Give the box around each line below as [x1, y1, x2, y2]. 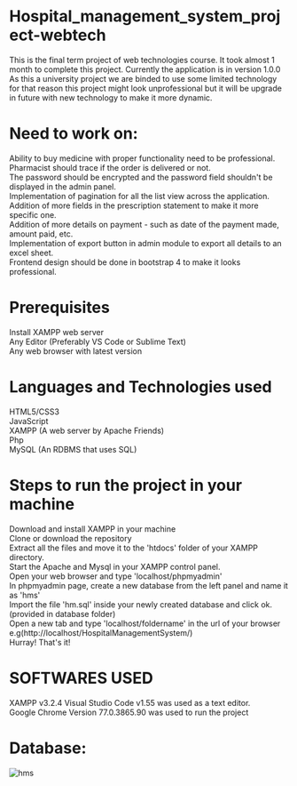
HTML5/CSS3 [9, 406, 60, 417]
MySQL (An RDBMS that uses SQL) [9, 444, 137, 454]
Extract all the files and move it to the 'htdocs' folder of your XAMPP [9, 542, 259, 553]
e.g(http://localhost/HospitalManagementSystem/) [9, 627, 193, 638]
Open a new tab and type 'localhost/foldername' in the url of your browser [9, 618, 281, 629]
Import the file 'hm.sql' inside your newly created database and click [9, 598, 260, 610]
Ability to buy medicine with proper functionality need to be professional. [9, 153, 276, 164]
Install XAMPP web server [9, 326, 105, 337]
